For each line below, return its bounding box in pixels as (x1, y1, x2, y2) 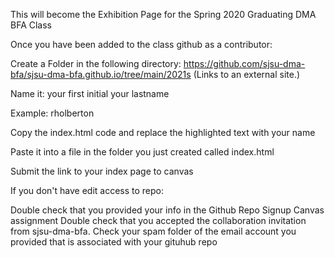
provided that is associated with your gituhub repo (10, 236, 218, 248)
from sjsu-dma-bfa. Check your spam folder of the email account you (10, 225, 297, 237)
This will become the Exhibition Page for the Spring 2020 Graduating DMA (10, 9, 317, 20)
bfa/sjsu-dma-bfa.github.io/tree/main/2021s (10, 69, 192, 80)
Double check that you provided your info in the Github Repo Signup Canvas (10, 204, 325, 216)
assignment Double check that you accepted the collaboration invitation (10, 215, 307, 226)
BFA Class (10, 19, 53, 31)
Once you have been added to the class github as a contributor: (10, 39, 273, 50)
